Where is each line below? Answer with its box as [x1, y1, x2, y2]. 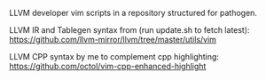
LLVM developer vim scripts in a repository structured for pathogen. [9, 8, 257, 18]
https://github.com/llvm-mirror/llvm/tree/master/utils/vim [9, 35, 217, 44]
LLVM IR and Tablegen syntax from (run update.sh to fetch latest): [9, 25, 250, 35]
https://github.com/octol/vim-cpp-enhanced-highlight [9, 61, 207, 71]
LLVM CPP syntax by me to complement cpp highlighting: [9, 52, 220, 61]
